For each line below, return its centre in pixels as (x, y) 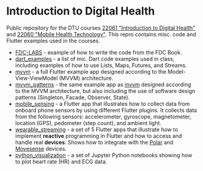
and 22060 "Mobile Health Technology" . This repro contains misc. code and (101, 34)
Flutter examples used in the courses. (53, 40)
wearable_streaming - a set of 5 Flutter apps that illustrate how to (97, 129)
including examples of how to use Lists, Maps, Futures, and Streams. (101, 65)
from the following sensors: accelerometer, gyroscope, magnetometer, (103, 117)
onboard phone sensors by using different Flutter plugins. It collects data (106, 110)
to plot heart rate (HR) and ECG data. (61, 161)
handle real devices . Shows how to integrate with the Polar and (94, 142)
